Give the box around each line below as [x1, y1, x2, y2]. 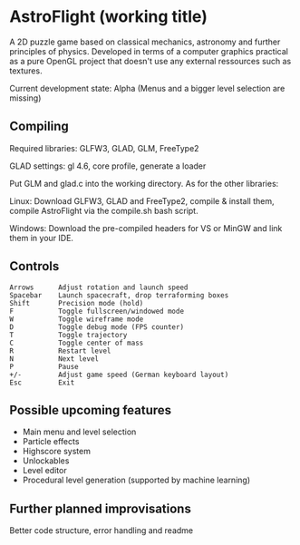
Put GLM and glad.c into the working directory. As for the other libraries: [9, 178, 279, 189]
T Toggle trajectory [9, 330, 128, 339]
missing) [9, 92, 42, 103]
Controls [9, 258, 60, 274]
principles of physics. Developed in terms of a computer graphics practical [9, 45, 288, 56]
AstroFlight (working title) [9, 6, 208, 27]
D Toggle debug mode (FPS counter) [9, 322, 184, 332]
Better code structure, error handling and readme [9, 525, 194, 536]
